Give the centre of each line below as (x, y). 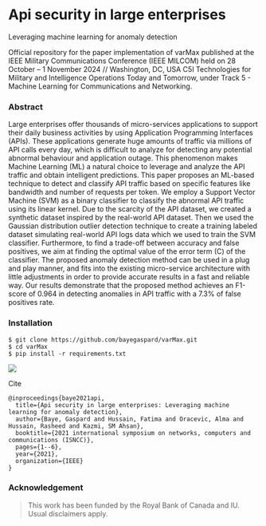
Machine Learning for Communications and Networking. (100, 86)
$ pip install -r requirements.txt (67, 354)
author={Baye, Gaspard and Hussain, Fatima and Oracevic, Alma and (130, 419)
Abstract (26, 107)
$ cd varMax (28, 346)
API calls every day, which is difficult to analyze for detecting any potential (130, 150)
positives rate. (31, 303)
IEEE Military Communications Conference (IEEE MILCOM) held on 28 (122, 61)
